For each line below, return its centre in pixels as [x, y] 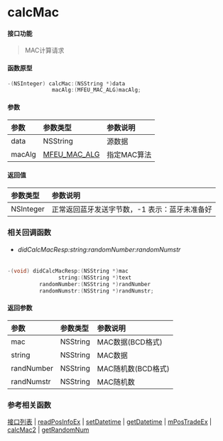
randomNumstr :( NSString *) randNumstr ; [96, 291]
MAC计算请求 [44, 50]
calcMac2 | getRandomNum [48, 430]
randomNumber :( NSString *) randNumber [95, 284]
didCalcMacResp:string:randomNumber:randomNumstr [99, 250]
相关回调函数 [29, 232]
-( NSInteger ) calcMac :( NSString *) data [66, 83]
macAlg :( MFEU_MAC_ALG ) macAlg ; [97, 90]
